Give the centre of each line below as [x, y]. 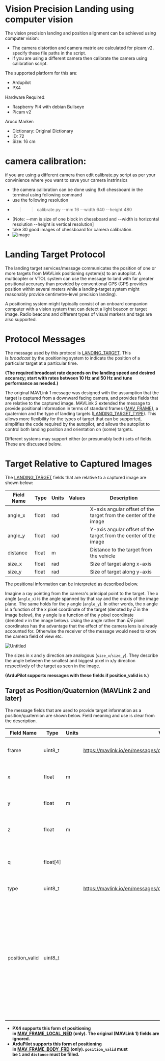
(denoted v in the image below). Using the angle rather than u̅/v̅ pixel [74, 620]
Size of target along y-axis [121, 571]
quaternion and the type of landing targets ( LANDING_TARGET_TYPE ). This [81, 413]
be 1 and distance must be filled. [46, 1054]
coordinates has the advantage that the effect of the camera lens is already [81, 626]
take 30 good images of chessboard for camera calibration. [72, 229]
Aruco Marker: [20, 121]
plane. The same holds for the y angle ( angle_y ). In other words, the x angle [82, 604]
